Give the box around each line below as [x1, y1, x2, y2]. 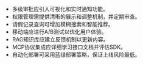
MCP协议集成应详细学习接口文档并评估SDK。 [12, 43, 127, 51]
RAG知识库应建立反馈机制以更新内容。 [12, 36, 109, 43]
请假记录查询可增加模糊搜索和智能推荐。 [12, 21, 114, 27]
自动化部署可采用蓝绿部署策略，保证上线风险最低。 [12, 51, 141, 58]
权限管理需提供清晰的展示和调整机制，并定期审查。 [12, 13, 141, 20]
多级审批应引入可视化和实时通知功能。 [12, 5, 108, 12]
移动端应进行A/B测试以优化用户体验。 [12, 28, 107, 35]
